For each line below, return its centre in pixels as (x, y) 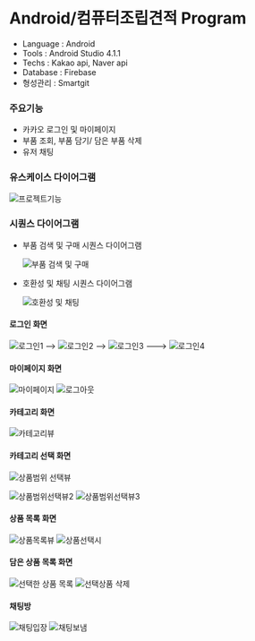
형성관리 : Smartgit (55, 82)
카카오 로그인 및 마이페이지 (69, 130)
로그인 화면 (28, 324)
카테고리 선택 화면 (40, 456)
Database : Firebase (59, 72)
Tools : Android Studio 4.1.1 (71, 53)
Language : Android (59, 43)
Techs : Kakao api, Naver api (75, 63)
